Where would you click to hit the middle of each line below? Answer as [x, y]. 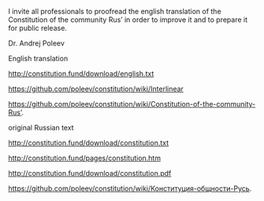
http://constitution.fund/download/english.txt [81, 73]
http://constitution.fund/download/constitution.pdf [90, 173]
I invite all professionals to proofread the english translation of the [115, 11]
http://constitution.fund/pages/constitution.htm [85, 158]
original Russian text [41, 128]
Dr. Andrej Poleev [37, 43]
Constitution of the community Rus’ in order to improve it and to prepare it [128, 20]
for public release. [37, 28]
